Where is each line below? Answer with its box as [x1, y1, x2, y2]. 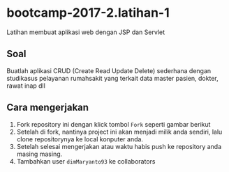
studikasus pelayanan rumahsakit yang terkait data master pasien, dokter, [6, 74, 219, 82]
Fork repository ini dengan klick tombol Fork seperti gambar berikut [16, 120, 211, 128]
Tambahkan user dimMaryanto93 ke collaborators [16, 157, 156, 165]
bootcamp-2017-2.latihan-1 [6, 5, 170, 21]
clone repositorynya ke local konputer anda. [16, 134, 144, 143]
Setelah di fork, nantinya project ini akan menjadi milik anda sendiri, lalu [16, 127, 223, 136]
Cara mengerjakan [6, 102, 89, 114]
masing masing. [16, 150, 63, 158]
